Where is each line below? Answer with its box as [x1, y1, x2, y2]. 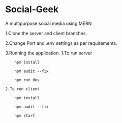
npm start [14, 113, 36, 118]
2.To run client [5, 86, 40, 91]
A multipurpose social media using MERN [5, 20, 92, 26]
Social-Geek [5, 4, 59, 15]
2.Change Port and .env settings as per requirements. [5, 40, 117, 46]
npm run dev [14, 77, 40, 82]
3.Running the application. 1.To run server [5, 50, 93, 56]
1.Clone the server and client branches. [5, 30, 87, 36]
